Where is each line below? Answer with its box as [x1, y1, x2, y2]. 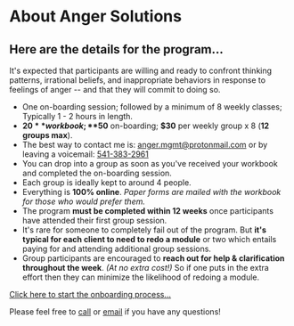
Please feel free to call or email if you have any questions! [9, 306, 221, 317]
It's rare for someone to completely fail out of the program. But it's [21, 224, 267, 235]
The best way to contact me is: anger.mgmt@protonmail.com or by [21, 140, 268, 150]
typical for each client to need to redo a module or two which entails [21, 234, 277, 244]
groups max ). [21, 130, 73, 140]
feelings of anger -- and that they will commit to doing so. [9, 85, 221, 94]
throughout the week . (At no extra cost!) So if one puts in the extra [21, 263, 269, 273]
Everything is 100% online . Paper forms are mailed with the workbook [21, 187, 282, 197]
